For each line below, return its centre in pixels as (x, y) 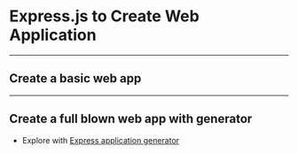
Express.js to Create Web (104, 16)
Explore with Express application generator (101, 140)
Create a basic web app (75, 78)
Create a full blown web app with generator (131, 119)
